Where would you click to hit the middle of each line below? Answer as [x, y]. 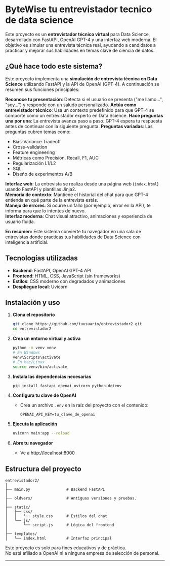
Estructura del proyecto [44, 469]
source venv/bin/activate [40, 367]
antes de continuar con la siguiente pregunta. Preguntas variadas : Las [79, 126]
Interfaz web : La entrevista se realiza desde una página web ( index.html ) [82, 183]
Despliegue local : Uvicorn [40, 287]
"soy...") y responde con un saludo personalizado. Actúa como [71, 105]
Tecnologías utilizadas [41, 258]
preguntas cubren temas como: [38, 132]
